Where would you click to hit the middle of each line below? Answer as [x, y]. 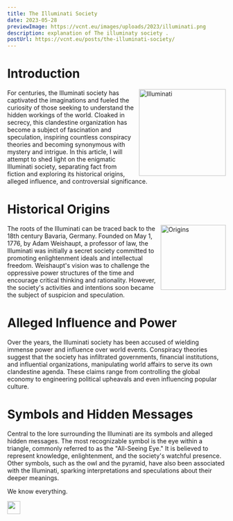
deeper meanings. [33, 478]
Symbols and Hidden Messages [100, 415]
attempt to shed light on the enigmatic [61, 160]
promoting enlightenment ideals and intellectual [75, 258]
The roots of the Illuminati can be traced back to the [81, 229]
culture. [18, 386]
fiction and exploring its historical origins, [66, 174]
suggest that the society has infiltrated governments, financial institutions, [113, 357]
